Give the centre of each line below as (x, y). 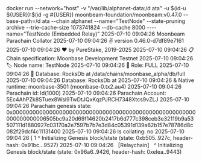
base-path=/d (24, 21)
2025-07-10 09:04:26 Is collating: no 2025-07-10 (123, 131)
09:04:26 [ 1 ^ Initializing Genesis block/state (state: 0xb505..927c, (89, 138)
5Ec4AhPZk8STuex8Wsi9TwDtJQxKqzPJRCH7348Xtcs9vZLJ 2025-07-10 (98, 99)
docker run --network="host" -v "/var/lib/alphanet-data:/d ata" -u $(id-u (96, 8)
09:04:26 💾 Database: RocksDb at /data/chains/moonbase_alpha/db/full (96, 74)
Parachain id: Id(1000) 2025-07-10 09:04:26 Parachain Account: (86, 93)
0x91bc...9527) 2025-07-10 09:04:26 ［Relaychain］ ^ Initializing (102, 145)
